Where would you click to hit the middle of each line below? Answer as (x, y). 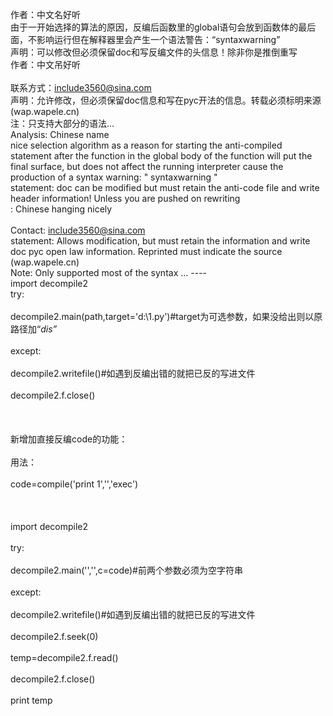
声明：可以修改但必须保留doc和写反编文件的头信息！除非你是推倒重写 (154, 52)
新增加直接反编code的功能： (69, 439)
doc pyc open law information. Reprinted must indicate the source (146, 251)
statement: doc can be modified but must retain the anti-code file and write (165, 187)
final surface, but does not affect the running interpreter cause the (147, 166)
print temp (31, 700)
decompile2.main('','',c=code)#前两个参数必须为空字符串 (126, 570)
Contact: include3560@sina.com (78, 230)
